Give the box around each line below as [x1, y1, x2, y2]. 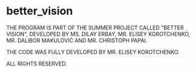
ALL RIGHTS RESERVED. [6, 60, 68, 67]
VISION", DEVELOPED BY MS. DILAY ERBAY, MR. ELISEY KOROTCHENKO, [6, 30, 191, 37]
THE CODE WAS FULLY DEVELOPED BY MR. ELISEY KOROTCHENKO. [6, 48, 180, 55]
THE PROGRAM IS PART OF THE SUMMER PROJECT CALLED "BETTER [6, 24, 184, 31]
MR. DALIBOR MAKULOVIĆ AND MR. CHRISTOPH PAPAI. [6, 37, 148, 44]
